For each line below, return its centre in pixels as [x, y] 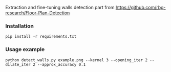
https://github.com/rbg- [141, 7]
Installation [20, 26]
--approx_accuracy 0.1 [62, 64]
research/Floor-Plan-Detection [38, 13]
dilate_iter [18, 64]
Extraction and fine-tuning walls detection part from [60, 7]
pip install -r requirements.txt [41, 37]
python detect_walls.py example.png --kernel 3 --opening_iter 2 [76, 60]
